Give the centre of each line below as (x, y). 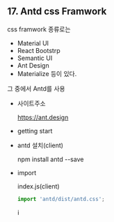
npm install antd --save (50, 159)
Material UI (33, 43)
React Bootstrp (39, 50)
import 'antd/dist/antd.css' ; (61, 199)
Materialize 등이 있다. (47, 73)
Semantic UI (35, 58)
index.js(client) (39, 186)
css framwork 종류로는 (39, 29)
